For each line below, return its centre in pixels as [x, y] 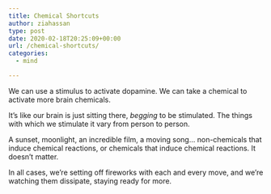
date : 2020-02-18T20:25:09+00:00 [65, 38]
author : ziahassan [39, 23]
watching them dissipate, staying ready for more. [90, 181]
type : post [27, 31]
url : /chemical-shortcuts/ [54, 46]
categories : [28, 53]
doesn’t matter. [34, 156]
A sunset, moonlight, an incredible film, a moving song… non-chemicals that [135, 139]
